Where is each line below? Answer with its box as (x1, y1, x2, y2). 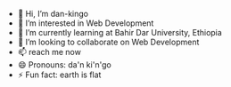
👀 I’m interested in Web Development (17, 18, 154, 28)
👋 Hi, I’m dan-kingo (17, 9, 89, 19)
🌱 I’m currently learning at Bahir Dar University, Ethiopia (17, 28, 223, 37)
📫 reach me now (17, 47, 82, 57)
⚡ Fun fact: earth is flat (17, 69, 102, 80)
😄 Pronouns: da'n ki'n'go (17, 59, 111, 70)
